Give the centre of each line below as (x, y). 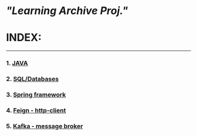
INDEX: (24, 38)
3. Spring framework (36, 94)
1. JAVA (17, 63)
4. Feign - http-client (36, 110)
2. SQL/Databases (33, 79)
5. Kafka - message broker (45, 126)
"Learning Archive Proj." (67, 11)
